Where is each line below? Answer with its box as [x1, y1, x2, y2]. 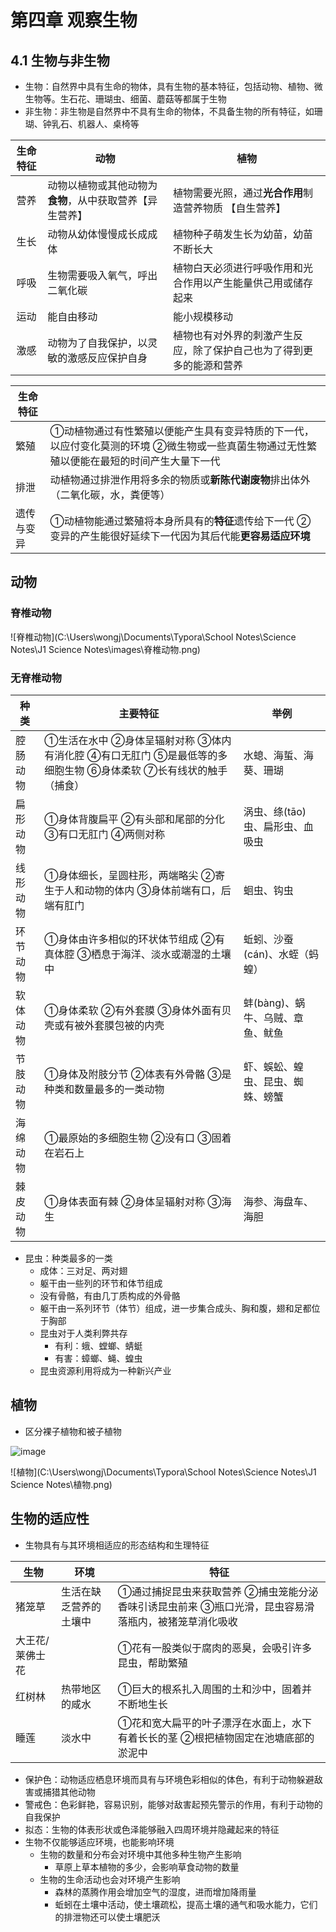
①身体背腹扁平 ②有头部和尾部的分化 [44, 812, 225, 826]
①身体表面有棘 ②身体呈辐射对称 [44, 1194, 205, 1208]
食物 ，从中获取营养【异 [47, 194, 158, 207]
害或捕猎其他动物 [24, 1786, 96, 1798]
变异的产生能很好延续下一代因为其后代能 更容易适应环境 [49, 529, 311, 543]
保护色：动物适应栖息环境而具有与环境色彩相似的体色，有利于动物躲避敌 [24, 1773, 323, 1785]
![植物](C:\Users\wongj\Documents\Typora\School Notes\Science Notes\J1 [10, 1466, 317, 1478]
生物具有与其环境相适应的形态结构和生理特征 [24, 1539, 210, 1551]
